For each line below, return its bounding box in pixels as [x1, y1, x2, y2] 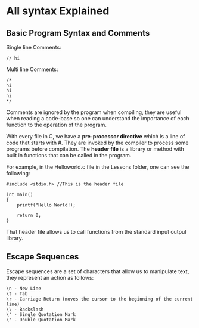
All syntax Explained [6, 4, 110, 18]
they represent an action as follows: [6, 274, 94, 281]
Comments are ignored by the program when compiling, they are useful [6, 109, 182, 116]
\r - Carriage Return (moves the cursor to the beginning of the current [6, 296, 194, 302]
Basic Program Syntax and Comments [6, 28, 150, 38]
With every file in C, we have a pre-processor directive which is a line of [6, 133, 185, 140]
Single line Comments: [6, 44, 61, 51]
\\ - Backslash [6, 306, 44, 312]
